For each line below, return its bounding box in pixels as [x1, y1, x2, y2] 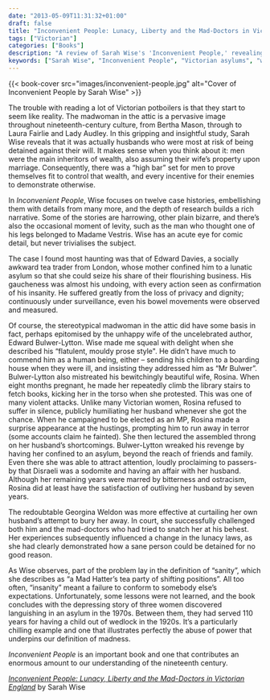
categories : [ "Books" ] [8, 42, 84, 50]
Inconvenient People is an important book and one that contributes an [8, 649, 239, 659]
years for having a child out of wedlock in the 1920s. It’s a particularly [8, 616, 239, 626]
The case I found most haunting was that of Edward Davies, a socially [8, 253, 239, 263]
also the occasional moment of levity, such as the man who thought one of [8, 220, 256, 230]
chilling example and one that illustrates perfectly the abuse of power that [8, 625, 252, 635]
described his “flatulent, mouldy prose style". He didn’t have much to [8, 346, 236, 356]
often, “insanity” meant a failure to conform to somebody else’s [8, 583, 217, 592]
